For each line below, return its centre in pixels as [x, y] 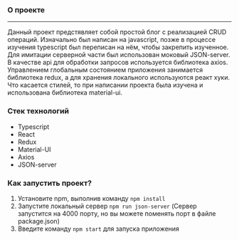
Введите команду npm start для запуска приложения [99, 229]
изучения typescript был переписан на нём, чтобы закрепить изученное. [118, 47]
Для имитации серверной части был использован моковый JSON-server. [119, 55]
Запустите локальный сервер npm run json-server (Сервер [107, 206]
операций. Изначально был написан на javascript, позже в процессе [111, 40]
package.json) [39, 221]
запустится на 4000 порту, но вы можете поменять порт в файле [117, 213]
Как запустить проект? [50, 183]
